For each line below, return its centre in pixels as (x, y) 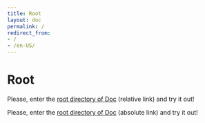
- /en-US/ (21, 46)
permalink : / (26, 26)
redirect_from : (29, 33)
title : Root (24, 13)
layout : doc (24, 20)
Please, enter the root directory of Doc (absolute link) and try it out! (102, 112)
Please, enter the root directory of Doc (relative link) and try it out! (101, 99)
